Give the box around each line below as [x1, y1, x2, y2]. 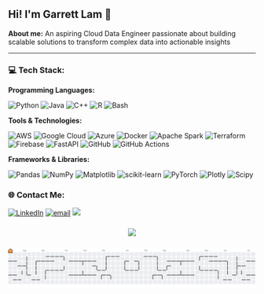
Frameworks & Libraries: [8, 155, 90, 164]
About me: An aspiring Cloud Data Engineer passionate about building [8, 28, 236, 38]
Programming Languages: [8, 86, 95, 95]
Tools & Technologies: [8, 116, 82, 126]
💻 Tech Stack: [8, 64, 65, 75]
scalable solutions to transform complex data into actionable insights [8, 37, 231, 46]
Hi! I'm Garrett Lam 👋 [8, 8, 112, 21]
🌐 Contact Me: [8, 189, 65, 200]
